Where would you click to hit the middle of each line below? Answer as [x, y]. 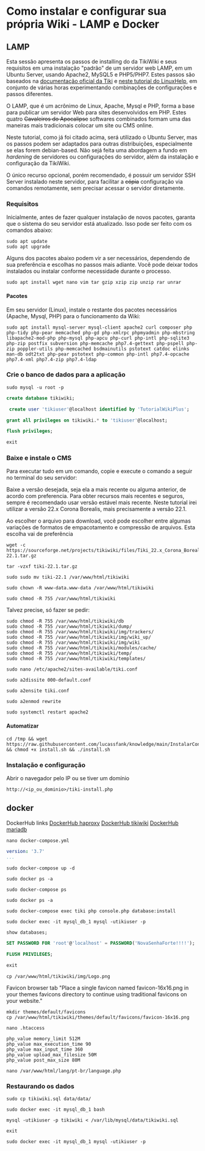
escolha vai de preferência [40, 534]
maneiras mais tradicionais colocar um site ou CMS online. [80, 125]
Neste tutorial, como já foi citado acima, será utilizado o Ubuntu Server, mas [102, 137]
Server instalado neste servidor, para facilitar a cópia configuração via [95, 181]
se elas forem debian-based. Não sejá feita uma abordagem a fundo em [97, 150]
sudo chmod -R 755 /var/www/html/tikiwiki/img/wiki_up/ [79, 638]
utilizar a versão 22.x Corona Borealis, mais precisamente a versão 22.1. [97, 509]
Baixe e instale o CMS [39, 458]
